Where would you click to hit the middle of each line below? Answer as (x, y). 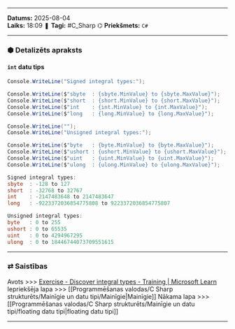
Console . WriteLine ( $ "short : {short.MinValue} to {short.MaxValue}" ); (114, 101)
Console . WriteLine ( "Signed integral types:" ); (76, 82)
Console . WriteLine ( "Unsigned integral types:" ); (79, 133)
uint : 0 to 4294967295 (45, 235)
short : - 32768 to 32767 (45, 190)
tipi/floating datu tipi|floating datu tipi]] (63, 311)
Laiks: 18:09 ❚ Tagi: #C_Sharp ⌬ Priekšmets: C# (78, 25)
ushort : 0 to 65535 (37, 229)
